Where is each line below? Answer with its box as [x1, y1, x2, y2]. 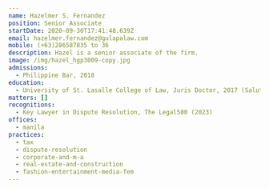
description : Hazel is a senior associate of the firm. [8, 49, 199, 57]
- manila [15, 123, 45, 131]
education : [8, 78, 45, 86]
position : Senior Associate [8, 19, 102, 27]
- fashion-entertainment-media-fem [15, 168, 134, 176]
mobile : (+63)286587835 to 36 [8, 42, 110, 50]
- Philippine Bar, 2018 [15, 71, 94, 79]
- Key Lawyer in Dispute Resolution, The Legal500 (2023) [15, 109, 214, 117]
